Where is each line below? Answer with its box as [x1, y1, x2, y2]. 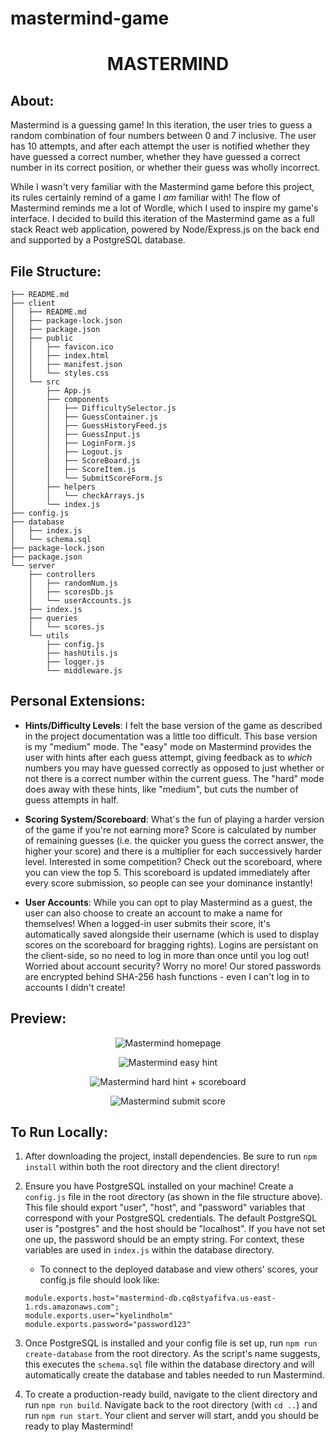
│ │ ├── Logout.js [10, 447, 123, 457]
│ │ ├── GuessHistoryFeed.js [10, 421, 168, 431]
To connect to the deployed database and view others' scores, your [39, 1263, 319, 1276]
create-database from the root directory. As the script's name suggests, [24, 1348, 321, 1360]
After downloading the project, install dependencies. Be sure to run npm [24, 1150, 318, 1162]
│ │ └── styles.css [10, 368, 110, 378]
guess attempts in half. [24, 793, 119, 806]
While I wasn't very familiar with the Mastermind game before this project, [10, 181, 315, 193]
